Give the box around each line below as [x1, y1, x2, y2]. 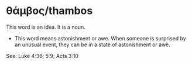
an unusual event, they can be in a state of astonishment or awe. [14, 41, 171, 48]
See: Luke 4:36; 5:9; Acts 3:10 [6, 52, 79, 59]
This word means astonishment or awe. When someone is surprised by [14, 35, 186, 42]
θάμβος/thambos [6, 4, 93, 18]
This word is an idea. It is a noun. [6, 23, 86, 30]
